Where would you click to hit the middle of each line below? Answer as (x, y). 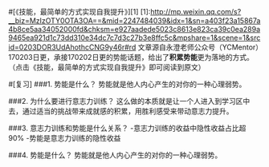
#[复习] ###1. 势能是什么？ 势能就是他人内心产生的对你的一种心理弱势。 (127, 84)
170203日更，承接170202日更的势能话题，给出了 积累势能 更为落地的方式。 (131, 57)
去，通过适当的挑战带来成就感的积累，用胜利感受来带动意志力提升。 (121, 111)
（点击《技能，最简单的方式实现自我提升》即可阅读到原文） (107, 67)
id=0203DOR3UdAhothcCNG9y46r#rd (72, 47)
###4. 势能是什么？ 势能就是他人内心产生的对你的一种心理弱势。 (115, 155)
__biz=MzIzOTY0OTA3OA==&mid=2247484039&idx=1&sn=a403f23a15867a (134, 21)
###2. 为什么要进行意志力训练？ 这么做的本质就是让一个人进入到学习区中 (129, 101)
